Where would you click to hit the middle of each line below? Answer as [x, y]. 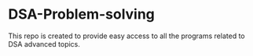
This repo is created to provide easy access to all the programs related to [126, 36]
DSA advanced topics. [44, 44]
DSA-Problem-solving [82, 14]
